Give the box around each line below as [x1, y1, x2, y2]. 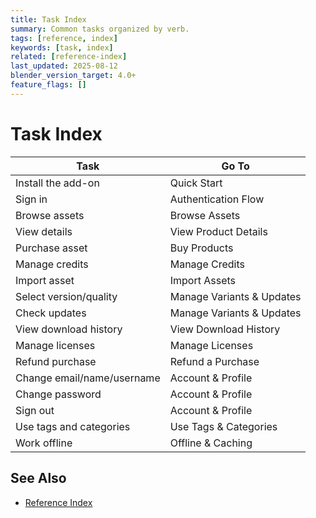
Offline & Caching [169, 436, 253, 450]
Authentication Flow [169, 192, 265, 206]
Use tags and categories [15, 419, 131, 433]
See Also [10, 470, 67, 487]
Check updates [15, 306, 87, 320]
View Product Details [169, 224, 268, 238]
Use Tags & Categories [169, 419, 278, 433]
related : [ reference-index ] [10, 52, 128, 62]
